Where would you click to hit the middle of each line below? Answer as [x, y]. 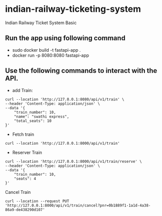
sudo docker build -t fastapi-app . [47, 50]
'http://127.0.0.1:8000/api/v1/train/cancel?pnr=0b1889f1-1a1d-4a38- [78, 205]
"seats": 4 [25, 179]
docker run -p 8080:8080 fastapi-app [51, 55]
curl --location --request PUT [37, 201]
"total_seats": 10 [33, 121]
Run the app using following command [65, 38]
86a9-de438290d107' [25, 210]
